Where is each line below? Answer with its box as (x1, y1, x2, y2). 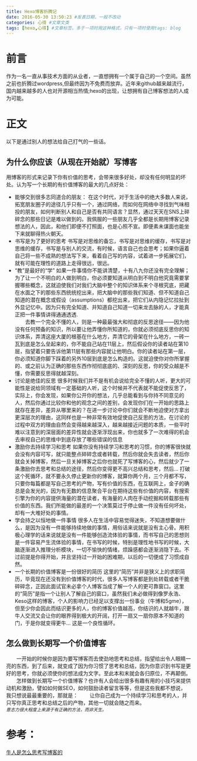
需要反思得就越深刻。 (30, 370, 82, 377)
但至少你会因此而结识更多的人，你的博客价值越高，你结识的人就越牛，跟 (14, 605, 189, 612)
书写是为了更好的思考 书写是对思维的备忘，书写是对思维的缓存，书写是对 (14, 237, 191, 244)
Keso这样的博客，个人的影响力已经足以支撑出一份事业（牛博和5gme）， (14, 597, 187, 604)
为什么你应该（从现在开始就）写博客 (6, 157, 137, 167)
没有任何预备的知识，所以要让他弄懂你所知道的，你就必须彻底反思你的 (14, 326, 185, 333)
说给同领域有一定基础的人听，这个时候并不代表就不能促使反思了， (30, 384, 189, 391)
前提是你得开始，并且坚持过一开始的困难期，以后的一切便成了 (19, 553, 169, 560)
